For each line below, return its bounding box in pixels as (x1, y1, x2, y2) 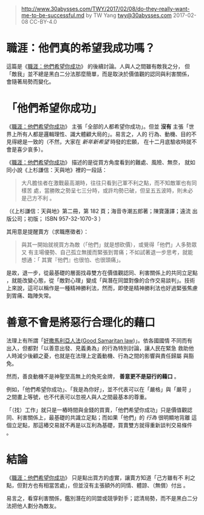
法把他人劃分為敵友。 (6, 502, 59, 510)
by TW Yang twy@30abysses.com (86, 12, 172, 19)
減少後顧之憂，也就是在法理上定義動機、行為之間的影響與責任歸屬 (16, 352, 182, 359)
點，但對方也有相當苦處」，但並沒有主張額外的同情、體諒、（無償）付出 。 (6, 481, 189, 489)
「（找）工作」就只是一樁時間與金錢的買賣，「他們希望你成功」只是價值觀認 (6, 406, 192, 413)
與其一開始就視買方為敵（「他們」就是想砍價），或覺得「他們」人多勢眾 (21, 241, 197, 248)
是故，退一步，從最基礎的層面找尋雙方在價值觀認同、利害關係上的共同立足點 (6, 269, 198, 276)
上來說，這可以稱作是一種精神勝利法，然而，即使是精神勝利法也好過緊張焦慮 (6, 284, 198, 291)
